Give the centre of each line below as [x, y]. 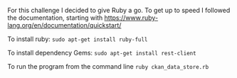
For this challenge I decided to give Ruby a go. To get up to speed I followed [119, 10]
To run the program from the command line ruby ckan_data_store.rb [108, 66]
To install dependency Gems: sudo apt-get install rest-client [102, 53]
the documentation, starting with [55, 18]
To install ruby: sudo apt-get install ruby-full [78, 39]
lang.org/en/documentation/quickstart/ [64, 25]
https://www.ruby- [131, 18]
